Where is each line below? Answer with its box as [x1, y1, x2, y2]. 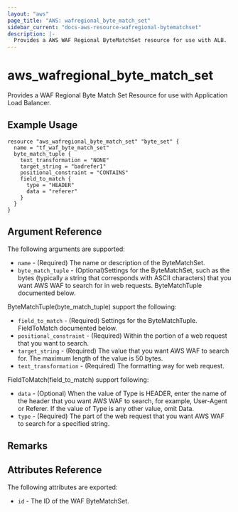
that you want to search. [17, 338, 90, 347]
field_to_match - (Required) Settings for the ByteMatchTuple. [17, 316, 198, 324]
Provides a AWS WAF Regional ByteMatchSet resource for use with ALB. [13, 37, 227, 44]
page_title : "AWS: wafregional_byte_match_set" [7, 17, 151, 24]
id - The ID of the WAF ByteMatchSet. [17, 496, 129, 505]
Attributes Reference [7, 464, 102, 476]
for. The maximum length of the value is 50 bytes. [17, 353, 163, 363]
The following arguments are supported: [7, 245, 126, 253]
